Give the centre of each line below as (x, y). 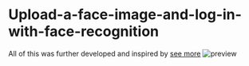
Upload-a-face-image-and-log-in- (125, 15)
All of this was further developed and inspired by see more (105, 53)
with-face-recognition (84, 31)
